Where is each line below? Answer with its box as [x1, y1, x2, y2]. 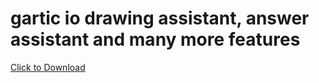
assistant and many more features [10, 28, 301, 51]
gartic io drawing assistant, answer [10, 7, 310, 30]
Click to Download [10, 61, 86, 73]
